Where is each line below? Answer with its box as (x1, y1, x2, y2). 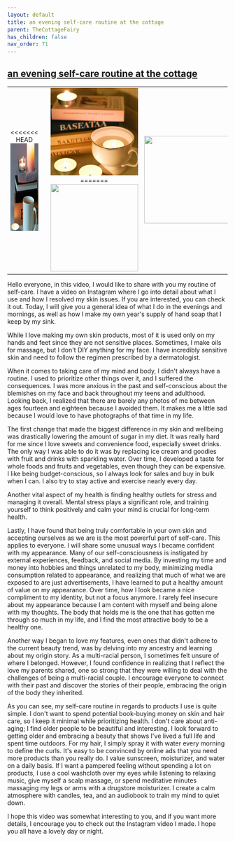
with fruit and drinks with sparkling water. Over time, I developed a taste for (7, 455, 225, 463)
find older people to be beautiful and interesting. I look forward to (30, 725, 219, 733)
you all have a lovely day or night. (7, 827, 104, 836)
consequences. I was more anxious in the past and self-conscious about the (7, 382, 227, 390)
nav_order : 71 (7, 41, 49, 48)
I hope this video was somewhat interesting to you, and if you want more (7, 812, 217, 821)
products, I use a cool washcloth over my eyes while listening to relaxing (7, 769, 216, 778)
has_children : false (7, 34, 68, 41)
